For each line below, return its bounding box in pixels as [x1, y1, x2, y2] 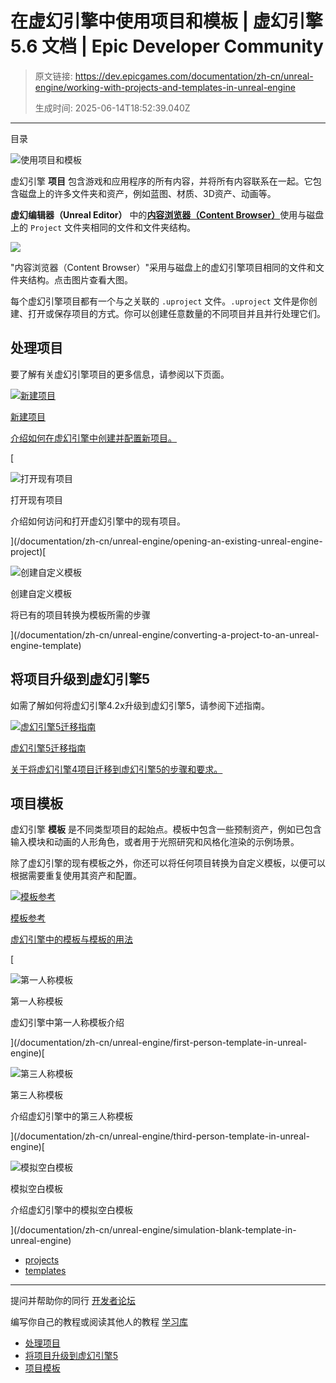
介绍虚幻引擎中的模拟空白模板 [10, 1204, 133, 1216]
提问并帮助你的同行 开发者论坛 [10, 1295, 136, 1307]
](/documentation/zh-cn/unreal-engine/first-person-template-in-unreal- [10, 1037, 308, 1049]
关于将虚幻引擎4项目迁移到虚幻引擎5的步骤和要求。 [10, 763, 223, 775]
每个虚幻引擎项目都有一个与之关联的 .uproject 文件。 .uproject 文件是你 [10, 295, 309, 307]
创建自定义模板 [10, 587, 72, 599]
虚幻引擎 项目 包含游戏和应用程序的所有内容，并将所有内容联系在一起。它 [10, 175, 313, 187]
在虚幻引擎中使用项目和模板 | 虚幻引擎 [10, 10, 323, 33]
